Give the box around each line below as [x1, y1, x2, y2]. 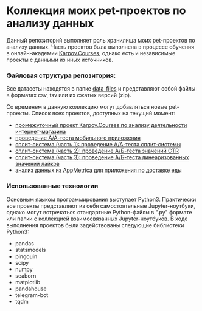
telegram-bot [15, 291, 49, 298]
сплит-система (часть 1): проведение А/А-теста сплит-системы [15, 141, 181, 148]
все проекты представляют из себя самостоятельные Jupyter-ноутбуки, [6, 202, 196, 210]
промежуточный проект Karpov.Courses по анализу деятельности [15, 121, 187, 129]
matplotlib [15, 278, 41, 285]
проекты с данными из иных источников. [6, 56, 114, 63]
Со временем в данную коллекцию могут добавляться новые [6, 103, 168, 111]
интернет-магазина [15, 128, 66, 135]
